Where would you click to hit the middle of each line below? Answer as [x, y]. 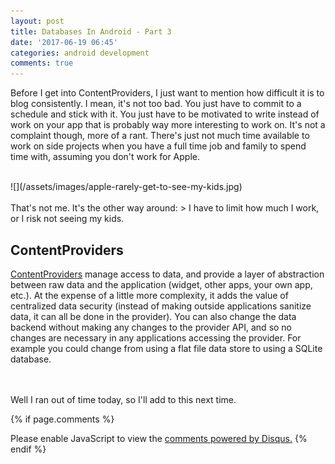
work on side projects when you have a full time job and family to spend [158, 146]
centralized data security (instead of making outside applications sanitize [161, 306]
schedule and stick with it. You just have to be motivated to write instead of [165, 114]
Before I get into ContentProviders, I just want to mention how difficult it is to [167, 93]
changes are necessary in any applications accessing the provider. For [156, 337]
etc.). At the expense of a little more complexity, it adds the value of [149, 295]
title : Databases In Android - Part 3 [91, 31]
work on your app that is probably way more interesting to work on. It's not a [168, 125]
